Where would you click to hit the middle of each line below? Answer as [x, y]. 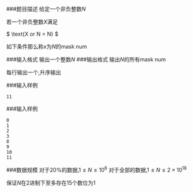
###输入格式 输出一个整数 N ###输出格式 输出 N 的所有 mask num [86, 59]
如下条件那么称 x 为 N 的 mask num [47, 46]
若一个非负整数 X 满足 [32, 22]
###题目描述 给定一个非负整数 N [46, 9]
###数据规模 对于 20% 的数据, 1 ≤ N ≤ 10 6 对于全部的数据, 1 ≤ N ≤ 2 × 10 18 [96, 169]
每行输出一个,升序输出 [34, 72]
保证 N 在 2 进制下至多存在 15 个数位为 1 [51, 183]
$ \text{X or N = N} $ [32, 34]
